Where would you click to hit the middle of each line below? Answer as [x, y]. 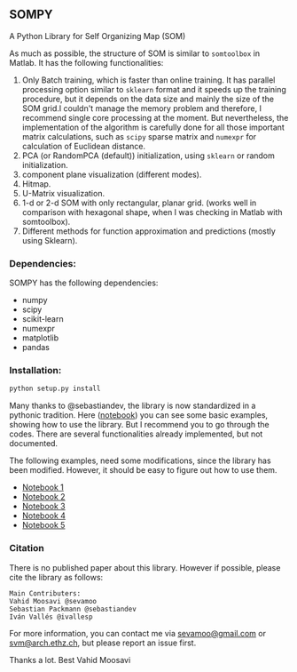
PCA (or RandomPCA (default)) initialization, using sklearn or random [148, 156]
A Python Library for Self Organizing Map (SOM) [98, 36]
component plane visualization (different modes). [112, 174]
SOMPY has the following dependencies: [84, 283]
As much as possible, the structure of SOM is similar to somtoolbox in [135, 53]
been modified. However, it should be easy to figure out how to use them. [143, 470]
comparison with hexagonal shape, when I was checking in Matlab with [152, 212]
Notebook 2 [43, 497]
